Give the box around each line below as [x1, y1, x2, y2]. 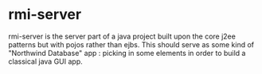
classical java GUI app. [8, 57, 83, 66]
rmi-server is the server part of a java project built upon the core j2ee [8, 31, 237, 41]
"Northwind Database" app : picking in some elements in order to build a [8, 48, 246, 57]
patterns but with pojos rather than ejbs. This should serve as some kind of [8, 39, 255, 49]
